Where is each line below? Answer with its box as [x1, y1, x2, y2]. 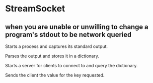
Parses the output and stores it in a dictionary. [5, 53, 99, 59]
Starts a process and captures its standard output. [5, 43, 108, 49]
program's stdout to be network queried [5, 30, 132, 39]
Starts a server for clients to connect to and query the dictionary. [5, 63, 138, 68]
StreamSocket [5, 3, 66, 14]
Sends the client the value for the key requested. [5, 72, 105, 78]
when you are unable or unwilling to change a [5, 23, 149, 31]
